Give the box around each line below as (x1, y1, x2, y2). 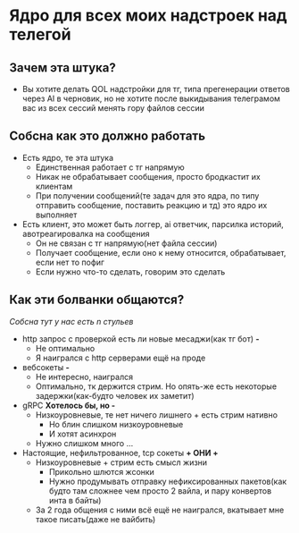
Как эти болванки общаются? (9, 292, 185, 308)
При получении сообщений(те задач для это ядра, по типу (35, 190, 260, 201)
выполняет (35, 209, 78, 220)
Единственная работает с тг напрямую (35, 162, 185, 173)
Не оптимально (35, 343, 96, 353)
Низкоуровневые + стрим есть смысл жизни (35, 457, 208, 468)
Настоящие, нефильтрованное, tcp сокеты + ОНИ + (21, 447, 219, 458)
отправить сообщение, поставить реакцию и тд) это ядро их (35, 199, 268, 210)
